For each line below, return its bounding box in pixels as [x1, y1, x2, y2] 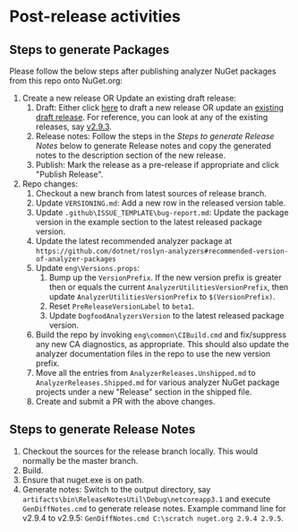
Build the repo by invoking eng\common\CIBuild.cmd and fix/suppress [35, 329, 286, 340]
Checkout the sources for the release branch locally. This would [21, 446, 259, 457]
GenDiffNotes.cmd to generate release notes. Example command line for [21, 502, 286, 513]
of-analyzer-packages [35, 255, 116, 264]
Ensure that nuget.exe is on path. [21, 474, 145, 485]
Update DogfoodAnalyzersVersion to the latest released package [48, 310, 285, 320]
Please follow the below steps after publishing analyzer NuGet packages [9, 65, 277, 76]
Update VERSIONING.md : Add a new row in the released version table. [35, 197, 286, 208]
